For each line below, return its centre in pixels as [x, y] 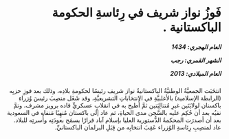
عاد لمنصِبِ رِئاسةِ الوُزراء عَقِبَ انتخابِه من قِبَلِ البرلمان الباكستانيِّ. [138, 127]
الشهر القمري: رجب [196, 60]
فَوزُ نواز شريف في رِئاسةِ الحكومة [137, 13]
